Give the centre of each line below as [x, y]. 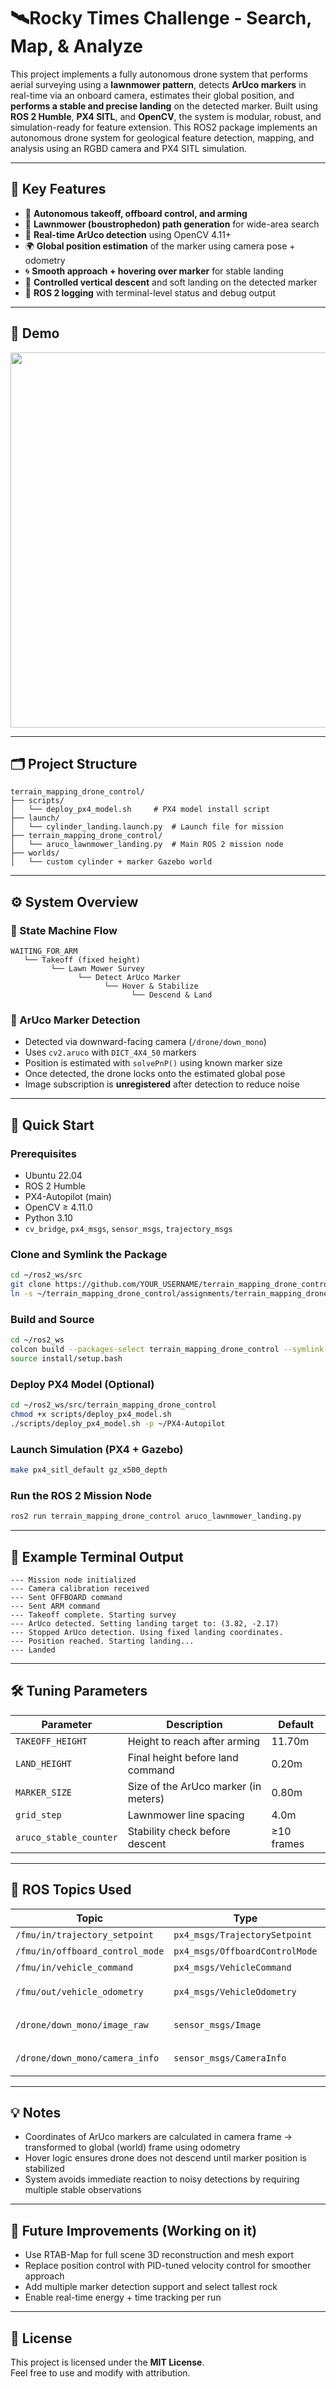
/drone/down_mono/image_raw [82, 2025]
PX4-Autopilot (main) [68, 1197]
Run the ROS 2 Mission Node [81, 1495]
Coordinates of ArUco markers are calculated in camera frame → [158, 2137]
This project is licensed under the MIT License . [107, 2362]
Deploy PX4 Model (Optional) [82, 1384]
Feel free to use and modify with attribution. [100, 2373]
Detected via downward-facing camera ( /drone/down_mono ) [145, 1042]
